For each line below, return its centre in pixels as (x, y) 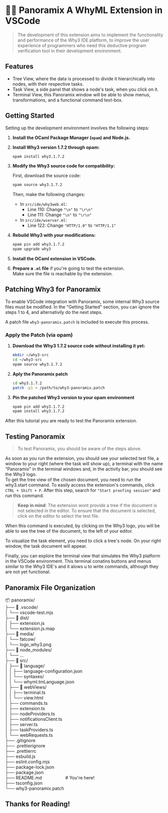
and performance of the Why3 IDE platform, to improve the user (83, 40)
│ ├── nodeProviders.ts (30, 714)
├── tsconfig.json (24, 783)
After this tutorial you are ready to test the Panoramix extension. (71, 421)
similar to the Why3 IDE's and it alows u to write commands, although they (82, 567)
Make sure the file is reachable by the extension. (62, 274)
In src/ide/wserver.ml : (43, 220)
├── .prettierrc (21, 751)
